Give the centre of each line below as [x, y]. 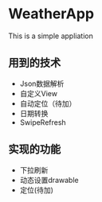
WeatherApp [51, 14]
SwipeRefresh [43, 122]
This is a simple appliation [51, 36]
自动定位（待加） [48, 103]
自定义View [39, 93]
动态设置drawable [49, 180]
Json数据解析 [42, 84]
